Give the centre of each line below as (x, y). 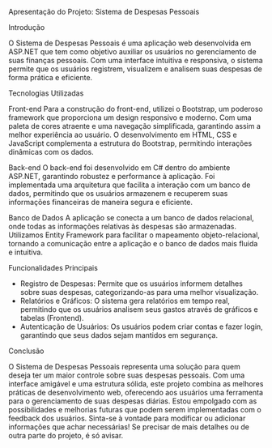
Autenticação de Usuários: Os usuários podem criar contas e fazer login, (141, 326)
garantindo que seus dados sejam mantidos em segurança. (119, 335)
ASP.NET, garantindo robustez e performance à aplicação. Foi (112, 176)
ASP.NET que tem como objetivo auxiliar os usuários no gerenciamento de (132, 51)
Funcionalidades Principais (53, 268)
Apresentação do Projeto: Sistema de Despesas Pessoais (104, 12)
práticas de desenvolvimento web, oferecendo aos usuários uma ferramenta (136, 393)
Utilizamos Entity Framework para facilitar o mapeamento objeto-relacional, (134, 235)
